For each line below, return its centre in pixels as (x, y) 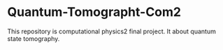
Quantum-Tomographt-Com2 (94, 12)
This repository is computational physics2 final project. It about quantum (112, 31)
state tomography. (34, 38)
